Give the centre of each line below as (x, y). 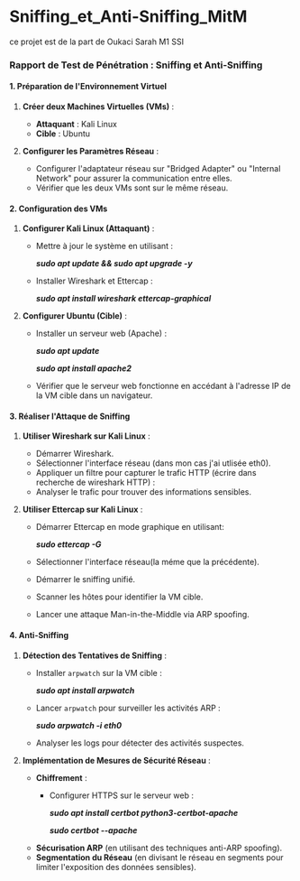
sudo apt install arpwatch (85, 690)
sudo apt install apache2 (84, 368)
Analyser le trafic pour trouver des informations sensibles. (144, 492)
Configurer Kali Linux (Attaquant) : (88, 228)
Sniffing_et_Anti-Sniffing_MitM (128, 17)
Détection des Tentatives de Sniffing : (95, 655)
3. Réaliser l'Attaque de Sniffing (70, 416)
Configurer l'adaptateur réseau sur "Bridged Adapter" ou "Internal (158, 169)
